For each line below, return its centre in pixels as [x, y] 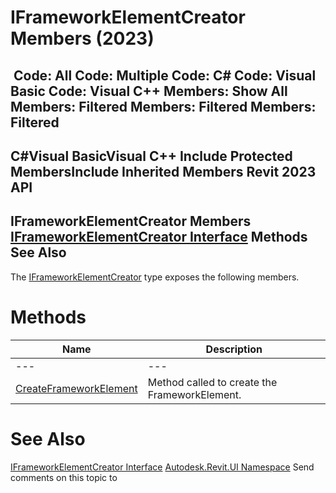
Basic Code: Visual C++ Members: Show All [149, 91]
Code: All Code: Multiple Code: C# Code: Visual [165, 75]
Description [234, 349]
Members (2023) [82, 38]
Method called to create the [212, 382]
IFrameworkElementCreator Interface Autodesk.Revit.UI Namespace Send [162, 467]
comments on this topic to [64, 477]
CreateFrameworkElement [76, 388]
